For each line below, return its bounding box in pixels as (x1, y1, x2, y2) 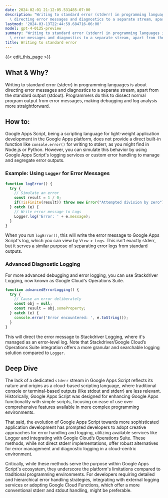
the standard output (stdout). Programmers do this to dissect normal (5, 92, 146, 98)
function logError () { (5, 181, 52, 186)
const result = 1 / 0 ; (14, 195, 61, 201)
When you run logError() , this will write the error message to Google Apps (5, 232, 160, 238)
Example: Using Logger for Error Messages (5, 170, 110, 177)
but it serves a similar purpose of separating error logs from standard (5, 243, 148, 249)
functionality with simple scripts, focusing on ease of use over (5, 399, 133, 405)
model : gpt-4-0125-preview (5, 26, 61, 31)
